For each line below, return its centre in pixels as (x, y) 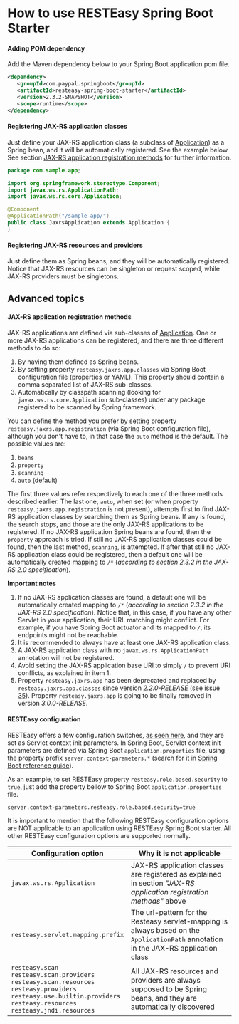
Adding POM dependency (46, 48)
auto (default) (38, 480)
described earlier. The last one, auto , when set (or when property (103, 501)
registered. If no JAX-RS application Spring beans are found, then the (109, 531)
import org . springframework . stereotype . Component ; (84, 183)
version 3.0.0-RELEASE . (53, 703)
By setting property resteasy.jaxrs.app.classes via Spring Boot (112, 369)
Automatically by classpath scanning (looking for (89, 392)
